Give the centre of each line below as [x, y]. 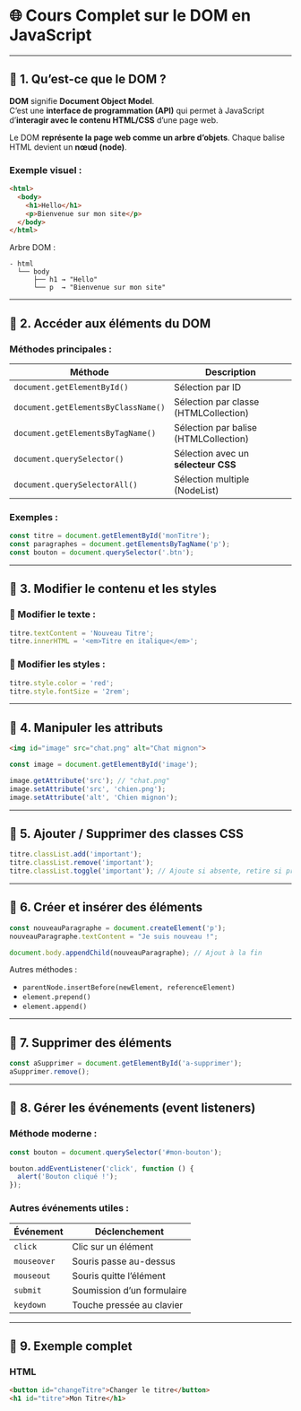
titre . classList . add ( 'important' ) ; [76, 854]
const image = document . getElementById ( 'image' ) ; [104, 765]
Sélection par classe [217, 402]
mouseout [32, 1276]
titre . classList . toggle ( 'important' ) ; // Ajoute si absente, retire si [146, 871]
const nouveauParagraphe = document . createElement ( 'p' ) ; [118, 928]
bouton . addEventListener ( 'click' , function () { [102, 1168]
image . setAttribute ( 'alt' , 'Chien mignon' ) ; [94, 797]
